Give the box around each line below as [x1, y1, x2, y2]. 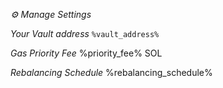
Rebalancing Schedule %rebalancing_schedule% [10, 67, 213, 78]
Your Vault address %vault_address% [10, 28, 160, 39]
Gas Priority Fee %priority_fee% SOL [10, 47, 163, 59]
